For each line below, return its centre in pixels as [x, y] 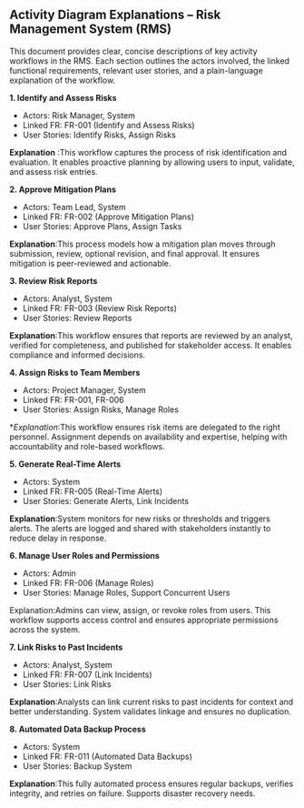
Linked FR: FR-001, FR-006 [73, 399]
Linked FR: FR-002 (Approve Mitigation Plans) [108, 217]
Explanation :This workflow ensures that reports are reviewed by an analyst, [151, 335]
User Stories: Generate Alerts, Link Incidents [105, 500]
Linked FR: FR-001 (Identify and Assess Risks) [108, 125]
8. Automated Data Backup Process [78, 729]
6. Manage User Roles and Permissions [85, 555]
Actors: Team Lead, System [74, 207]
